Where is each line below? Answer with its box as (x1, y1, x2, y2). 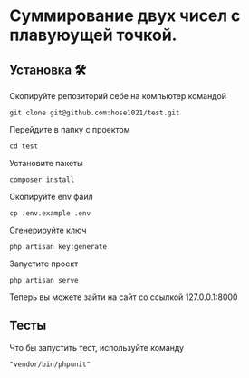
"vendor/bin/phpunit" (9, 360, 91, 369)
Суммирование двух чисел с (9, 5, 241, 26)
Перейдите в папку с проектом (9, 124, 130, 134)
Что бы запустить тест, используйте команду (9, 342, 184, 353)
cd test (9, 142, 39, 151)
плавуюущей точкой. (9, 25, 177, 45)
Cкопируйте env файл (9, 192, 93, 202)
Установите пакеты (9, 158, 83, 168)
